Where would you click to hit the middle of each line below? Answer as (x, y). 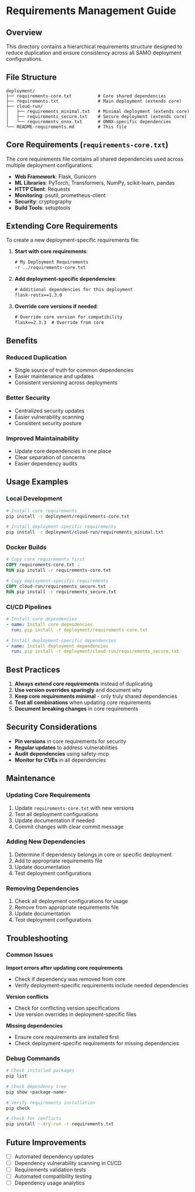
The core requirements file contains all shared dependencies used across (95, 159)
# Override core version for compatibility (69, 317)
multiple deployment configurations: (50, 165)
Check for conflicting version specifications (67, 1008)
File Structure (31, 77)
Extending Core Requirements (62, 226)
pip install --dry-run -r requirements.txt (60, 1124)
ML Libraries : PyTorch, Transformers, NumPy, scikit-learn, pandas (95, 182)
